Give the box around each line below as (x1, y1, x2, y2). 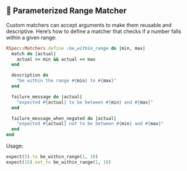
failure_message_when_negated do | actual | (11, 115, 117, 121)
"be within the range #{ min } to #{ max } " (16, 78, 117, 84)
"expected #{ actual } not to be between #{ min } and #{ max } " (16, 121, 164, 127)
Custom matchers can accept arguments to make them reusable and (6, 21, 172, 28)
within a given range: (6, 33, 57, 41)
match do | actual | (11, 51, 57, 56)
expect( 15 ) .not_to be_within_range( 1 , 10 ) (6, 159, 111, 165)
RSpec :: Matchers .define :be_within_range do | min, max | (6, 45, 145, 51)
